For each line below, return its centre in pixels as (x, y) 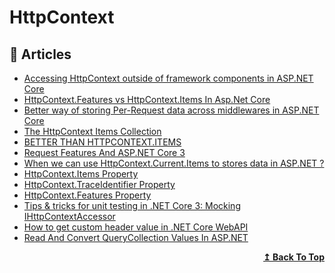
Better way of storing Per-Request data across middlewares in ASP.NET (171, 110)
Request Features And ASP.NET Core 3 (104, 152)
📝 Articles (40, 54)
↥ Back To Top (294, 257)
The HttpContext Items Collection (92, 131)
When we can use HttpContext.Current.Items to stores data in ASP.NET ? (174, 163)
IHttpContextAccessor (69, 216)
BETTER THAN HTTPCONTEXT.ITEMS (102, 142)
